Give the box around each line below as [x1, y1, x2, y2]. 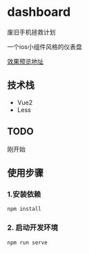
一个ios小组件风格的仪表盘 [7, 42, 83, 50]
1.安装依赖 [7, 189, 41, 199]
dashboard [7, 4, 71, 20]
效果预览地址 [7, 57, 43, 66]
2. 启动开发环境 [7, 223, 59, 232]
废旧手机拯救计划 [7, 28, 56, 36]
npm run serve [7, 239, 48, 246]
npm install [7, 205, 41, 213]
